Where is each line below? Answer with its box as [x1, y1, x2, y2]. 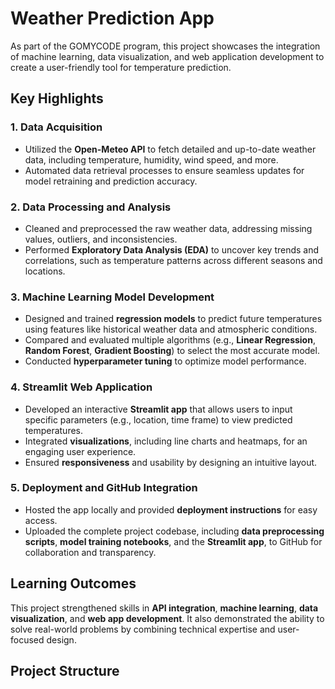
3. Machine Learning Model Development [10, 290, 215, 304]
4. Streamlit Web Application [10, 380, 153, 394]
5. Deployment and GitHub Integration [10, 481, 198, 495]
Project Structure [10, 663, 120, 680]
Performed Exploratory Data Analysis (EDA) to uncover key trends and [24, 243, 320, 256]
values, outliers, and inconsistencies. [24, 233, 178, 245]
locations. [24, 265, 66, 277]
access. [24, 514, 58, 526]
